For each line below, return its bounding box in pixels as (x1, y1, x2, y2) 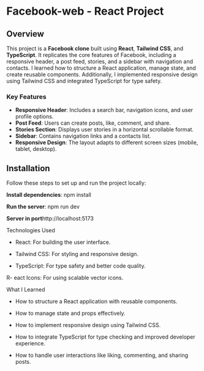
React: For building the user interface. (15, 238, 111, 246)
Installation (6, 163, 50, 174)
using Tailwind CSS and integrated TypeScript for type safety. (6, 78, 162, 84)
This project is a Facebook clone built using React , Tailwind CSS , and (6, 45, 184, 52)
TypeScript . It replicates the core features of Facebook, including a (6, 51, 176, 59)
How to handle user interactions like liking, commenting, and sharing (15, 351, 189, 359)
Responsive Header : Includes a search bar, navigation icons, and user (15, 106, 194, 114)
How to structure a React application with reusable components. (15, 298, 178, 305)
